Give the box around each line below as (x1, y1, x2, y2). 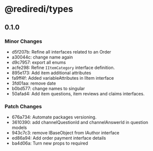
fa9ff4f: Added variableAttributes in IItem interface (11, 75, 114, 81)
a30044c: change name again (11, 54, 73, 60)
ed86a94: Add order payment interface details (11, 135, 106, 141)
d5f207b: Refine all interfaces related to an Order (11, 49, 112, 55)
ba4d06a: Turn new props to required (11, 140, 88, 146)
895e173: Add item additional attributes (11, 70, 92, 76)
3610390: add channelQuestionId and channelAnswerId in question (11, 120, 149, 125)
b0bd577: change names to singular (11, 85, 85, 91)
